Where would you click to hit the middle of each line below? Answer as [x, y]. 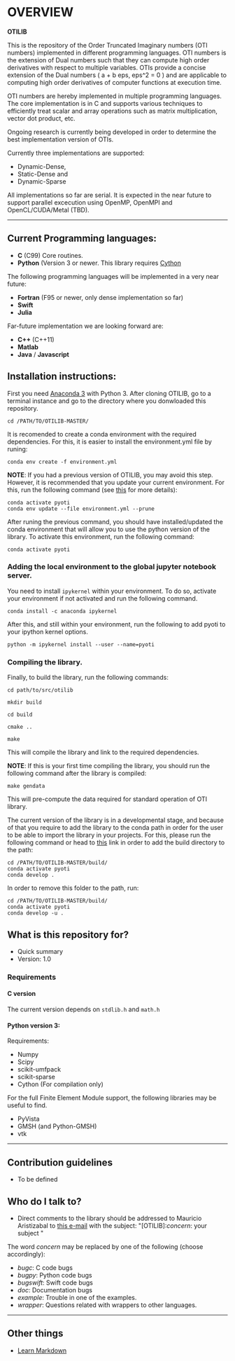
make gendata [26, 786]
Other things [35, 1333]
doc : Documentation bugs [55, 1290]
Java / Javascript [43, 354]
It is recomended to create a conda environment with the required [102, 434]
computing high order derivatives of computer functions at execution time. [114, 82]
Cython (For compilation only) [60, 1084]
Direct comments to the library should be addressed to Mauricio [109, 1218]
